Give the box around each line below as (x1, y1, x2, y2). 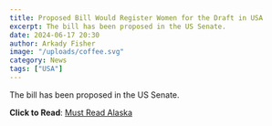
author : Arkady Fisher (9, 38, 96, 48)
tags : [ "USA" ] (9, 65, 64, 74)
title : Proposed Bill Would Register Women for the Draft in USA (9, 13, 263, 23)
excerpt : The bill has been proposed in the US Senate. (9, 22, 226, 31)
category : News (9, 56, 68, 65)
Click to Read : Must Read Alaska (9, 107, 133, 118)
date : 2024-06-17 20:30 (9, 30, 100, 39)
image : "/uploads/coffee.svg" (9, 47, 125, 57)
